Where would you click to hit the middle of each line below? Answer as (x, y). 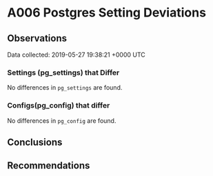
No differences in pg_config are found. (62, 120)
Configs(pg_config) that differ (59, 106)
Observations (37, 38)
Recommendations (49, 166)
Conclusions (35, 142)
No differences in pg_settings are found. (65, 88)
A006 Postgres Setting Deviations (107, 13)
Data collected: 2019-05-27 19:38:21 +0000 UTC (77, 55)
